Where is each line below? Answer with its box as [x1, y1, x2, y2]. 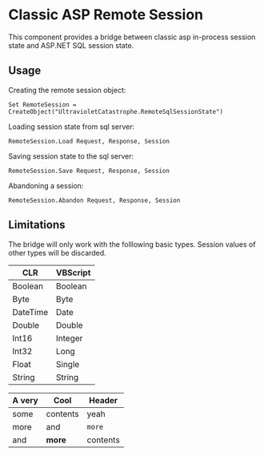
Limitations [8, 218, 66, 232]
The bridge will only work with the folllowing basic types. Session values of [8, 239, 256, 249]
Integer [55, 333, 83, 344]
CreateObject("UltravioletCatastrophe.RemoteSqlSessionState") [8, 107, 224, 115]
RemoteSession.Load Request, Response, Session [8, 137, 170, 145]
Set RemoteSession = [8, 100, 78, 109]
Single [55, 358, 80, 369]
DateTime [12, 306, 49, 317]
